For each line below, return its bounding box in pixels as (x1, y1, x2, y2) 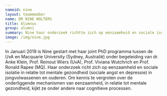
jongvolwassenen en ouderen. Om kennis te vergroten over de (5, 75, 133, 81)
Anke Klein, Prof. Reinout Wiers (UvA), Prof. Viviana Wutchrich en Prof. (5, 59, 150, 65)
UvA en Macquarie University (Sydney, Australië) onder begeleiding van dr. (5, 53, 159, 59)
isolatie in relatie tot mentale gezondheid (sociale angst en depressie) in (5, 69, 153, 75)
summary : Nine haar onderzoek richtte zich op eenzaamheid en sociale (5, 30, 155, 35)
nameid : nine (5, 7, 32, 12)
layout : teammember (5, 12, 46, 17)
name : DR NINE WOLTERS (5, 16, 52, 21)
